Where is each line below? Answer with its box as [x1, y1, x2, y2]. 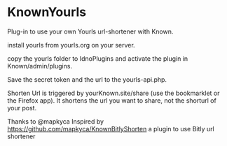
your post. [7, 103, 37, 112]
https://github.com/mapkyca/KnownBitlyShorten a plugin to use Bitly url [7, 124, 215, 133]
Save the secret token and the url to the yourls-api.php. [7, 75, 167, 84]
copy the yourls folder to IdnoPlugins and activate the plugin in [7, 54, 188, 63]
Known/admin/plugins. [7, 61, 72, 70]
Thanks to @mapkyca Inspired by [7, 117, 104, 126]
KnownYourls [7, 4, 87, 20]
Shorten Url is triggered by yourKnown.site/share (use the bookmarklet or [7, 89, 220, 97]
